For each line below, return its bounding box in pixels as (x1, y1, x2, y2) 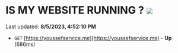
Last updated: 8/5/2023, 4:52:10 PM (5, 23, 96, 30)
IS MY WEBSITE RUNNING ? (5, 4, 145, 17)
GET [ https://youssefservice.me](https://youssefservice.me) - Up (14, 34, 172, 41)
